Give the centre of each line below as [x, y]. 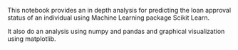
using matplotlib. [32, 39]
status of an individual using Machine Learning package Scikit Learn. [109, 18]
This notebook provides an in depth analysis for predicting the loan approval [119, 10]
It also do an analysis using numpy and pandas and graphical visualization [116, 31]
